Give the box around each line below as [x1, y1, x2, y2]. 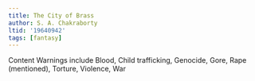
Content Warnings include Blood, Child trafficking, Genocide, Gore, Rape [8, 56, 247, 65]
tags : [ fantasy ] [8, 33, 62, 42]
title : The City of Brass [8, 11, 94, 20]
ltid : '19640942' [8, 26, 66, 34]
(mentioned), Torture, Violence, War [8, 64, 126, 74]
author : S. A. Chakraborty [8, 19, 98, 27]
